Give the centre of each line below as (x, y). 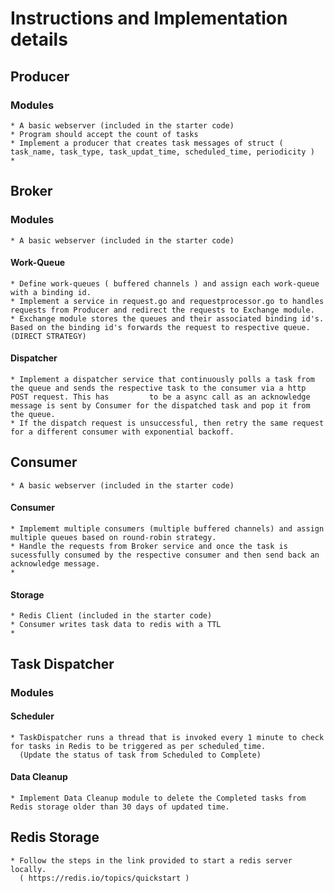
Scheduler (32, 716)
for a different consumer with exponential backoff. (122, 432)
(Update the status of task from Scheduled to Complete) (140, 755)
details (39, 39)
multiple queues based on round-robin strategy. (113, 537)
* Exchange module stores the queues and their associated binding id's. (167, 318)
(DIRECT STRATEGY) (48, 336)
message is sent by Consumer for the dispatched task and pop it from (160, 405)
